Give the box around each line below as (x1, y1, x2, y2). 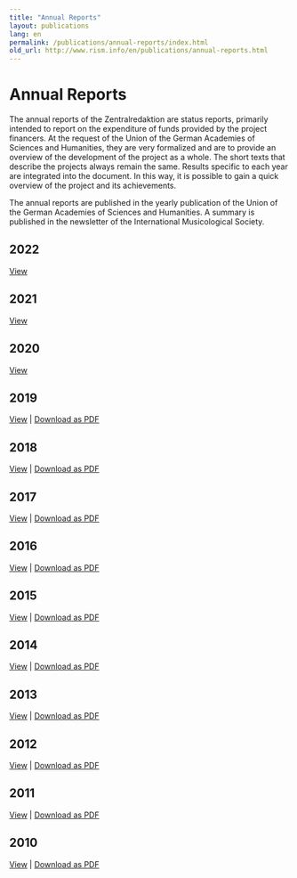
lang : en (9, 29, 42, 38)
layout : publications (9, 21, 90, 30)
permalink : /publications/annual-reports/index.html (9, 37, 209, 47)
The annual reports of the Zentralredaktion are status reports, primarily (9, 114, 269, 125)
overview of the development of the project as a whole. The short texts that (9, 152, 286, 163)
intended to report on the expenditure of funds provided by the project (9, 124, 268, 134)
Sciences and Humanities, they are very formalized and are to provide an (9, 142, 277, 153)
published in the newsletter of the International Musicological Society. (9, 216, 265, 227)
